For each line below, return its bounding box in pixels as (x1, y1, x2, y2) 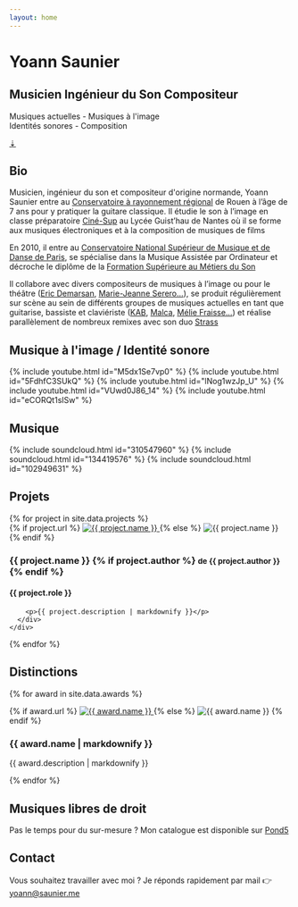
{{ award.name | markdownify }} (9, 737, 153, 750)
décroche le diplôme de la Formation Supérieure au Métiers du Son (9, 261, 256, 273)
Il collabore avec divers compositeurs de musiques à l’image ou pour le (9, 279, 270, 290)
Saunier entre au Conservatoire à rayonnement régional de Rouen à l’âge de (9, 197, 288, 207)
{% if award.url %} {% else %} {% (9, 705, 283, 716)
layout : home (9, 13, 58, 22)
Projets (9, 489, 51, 505)
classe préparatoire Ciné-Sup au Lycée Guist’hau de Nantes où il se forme (9, 215, 282, 226)
